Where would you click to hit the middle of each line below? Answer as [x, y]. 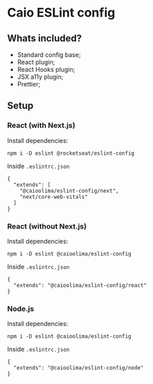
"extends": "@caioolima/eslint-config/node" [79, 368]
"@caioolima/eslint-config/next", [69, 191]
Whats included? [44, 38]
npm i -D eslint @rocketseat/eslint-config [71, 153]
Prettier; [29, 84]
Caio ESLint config [61, 13]
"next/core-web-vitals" [54, 197]
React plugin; [36, 62]
